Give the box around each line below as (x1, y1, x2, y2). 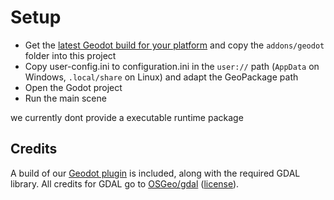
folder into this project (24, 49, 117, 61)
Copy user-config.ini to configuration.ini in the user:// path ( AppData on (24, 60, 320, 72)
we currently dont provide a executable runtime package (10, 111, 244, 123)
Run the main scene (24, 92, 107, 104)
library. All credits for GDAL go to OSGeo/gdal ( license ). (10, 177, 240, 190)
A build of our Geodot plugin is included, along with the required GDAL (10, 167, 301, 179)
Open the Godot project (24, 81, 123, 93)
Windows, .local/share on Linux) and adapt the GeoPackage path (24, 71, 299, 83)
